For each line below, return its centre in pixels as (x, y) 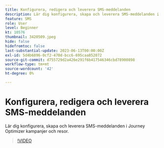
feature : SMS (18, 19)
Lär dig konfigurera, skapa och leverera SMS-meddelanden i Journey (75, 126)
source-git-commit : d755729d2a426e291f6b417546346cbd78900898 (70, 60)
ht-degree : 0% (20, 74)
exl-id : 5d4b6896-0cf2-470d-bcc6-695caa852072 (54, 55)
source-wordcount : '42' (29, 69)
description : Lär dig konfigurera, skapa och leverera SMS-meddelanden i (82, 14)
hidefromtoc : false (25, 46)
